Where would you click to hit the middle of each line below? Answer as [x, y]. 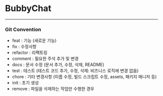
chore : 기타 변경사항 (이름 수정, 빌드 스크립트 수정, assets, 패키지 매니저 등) [84, 77]
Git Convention [23, 29]
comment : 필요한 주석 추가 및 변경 [45, 59]
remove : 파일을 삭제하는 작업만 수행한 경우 [53, 89]
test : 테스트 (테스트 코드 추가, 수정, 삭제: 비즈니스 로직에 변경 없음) [75, 71]
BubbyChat [28, 8]
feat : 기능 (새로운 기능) [34, 41]
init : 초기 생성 [25, 83]
